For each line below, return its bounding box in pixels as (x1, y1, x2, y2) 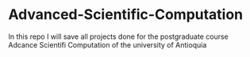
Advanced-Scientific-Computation (8, 6, 244, 24)
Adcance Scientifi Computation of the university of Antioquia (8, 40, 207, 49)
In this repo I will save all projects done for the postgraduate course (8, 32, 229, 41)
